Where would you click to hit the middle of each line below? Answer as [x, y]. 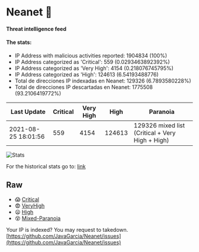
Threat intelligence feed [36, 28]
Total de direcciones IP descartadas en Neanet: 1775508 [84, 87]
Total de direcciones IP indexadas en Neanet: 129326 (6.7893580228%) [103, 81]
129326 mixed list [159, 125]
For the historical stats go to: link [46, 166]
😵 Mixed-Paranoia [38, 218]
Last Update [28, 111]
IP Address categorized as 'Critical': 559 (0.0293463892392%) [92, 62]
